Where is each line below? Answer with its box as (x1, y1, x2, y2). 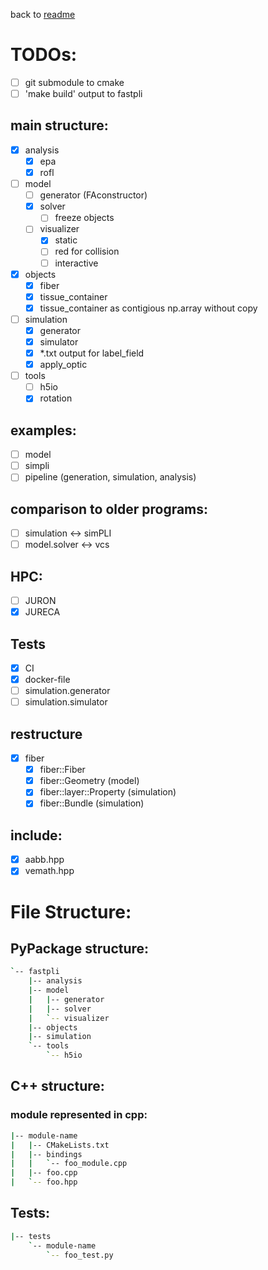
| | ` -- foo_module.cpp (10, 1159, 128, 1169)
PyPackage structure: (10, 940, 150, 957)
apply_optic (39, 359, 88, 371)
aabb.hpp (24, 854, 65, 866)
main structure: (10, 117, 109, 134)
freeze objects (54, 212, 115, 224)
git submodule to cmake (24, 76, 125, 88)
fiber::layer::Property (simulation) (39, 786, 177, 798)
